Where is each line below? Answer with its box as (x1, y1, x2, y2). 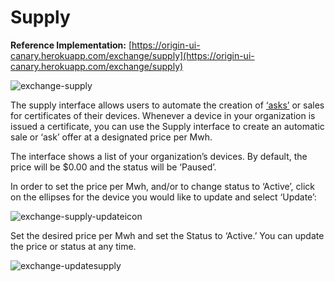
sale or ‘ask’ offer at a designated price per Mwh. (10, 131, 213, 143)
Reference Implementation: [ (10, 39, 133, 51)
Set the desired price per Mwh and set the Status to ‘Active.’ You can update (10, 229, 325, 241)
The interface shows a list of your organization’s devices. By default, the (10, 150, 308, 162)
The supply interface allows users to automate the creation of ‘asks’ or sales (10, 99, 325, 111)
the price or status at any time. (10, 240, 137, 252)
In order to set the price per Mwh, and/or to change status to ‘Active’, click (10, 180, 316, 192)
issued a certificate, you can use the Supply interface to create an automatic (10, 120, 325, 132)
